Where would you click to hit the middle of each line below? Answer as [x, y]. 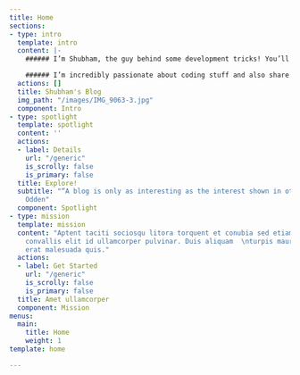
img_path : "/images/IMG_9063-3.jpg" [85, 100]
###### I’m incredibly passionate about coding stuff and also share [158, 75]
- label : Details [50, 150]
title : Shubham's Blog [59, 92]
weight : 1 [44, 341]
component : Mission [54, 308]
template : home [37, 349]
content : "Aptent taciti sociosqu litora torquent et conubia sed [143, 233]
